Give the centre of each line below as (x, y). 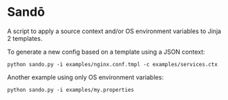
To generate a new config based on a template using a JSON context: (106, 52)
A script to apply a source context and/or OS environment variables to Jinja (114, 31)
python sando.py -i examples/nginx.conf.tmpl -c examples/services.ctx (112, 64)
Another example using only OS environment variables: (85, 77)
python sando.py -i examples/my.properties (71, 90)
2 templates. (25, 38)
